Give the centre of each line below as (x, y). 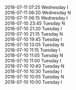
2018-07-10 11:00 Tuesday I (33, 61)
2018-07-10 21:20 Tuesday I (33, 29)
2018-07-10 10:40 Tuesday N (34, 66)
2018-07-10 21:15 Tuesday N (34, 34)
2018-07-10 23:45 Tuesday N (35, 23)
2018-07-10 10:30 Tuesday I (33, 71)
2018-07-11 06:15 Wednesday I (36, 18)
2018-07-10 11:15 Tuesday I (32, 50)
